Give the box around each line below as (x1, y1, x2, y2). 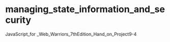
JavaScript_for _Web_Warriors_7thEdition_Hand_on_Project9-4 (5, 31, 137, 37)
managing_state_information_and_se (5, 4, 165, 15)
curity (5, 14, 32, 26)
